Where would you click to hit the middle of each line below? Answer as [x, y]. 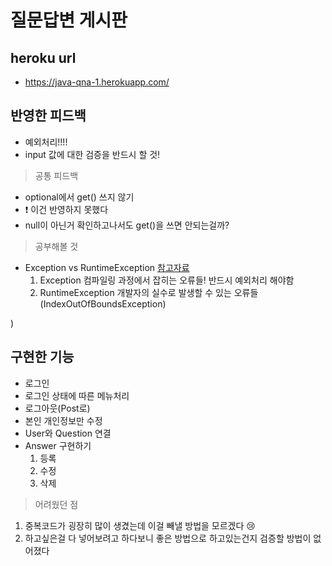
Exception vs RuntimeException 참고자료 [107, 267]
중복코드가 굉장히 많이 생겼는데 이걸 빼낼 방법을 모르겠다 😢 [140, 525]
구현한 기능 [42, 357]
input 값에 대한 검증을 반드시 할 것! [92, 154]
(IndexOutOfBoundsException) [103, 303]
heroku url [43, 57]
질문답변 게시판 [69, 20]
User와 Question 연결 [68, 433]
